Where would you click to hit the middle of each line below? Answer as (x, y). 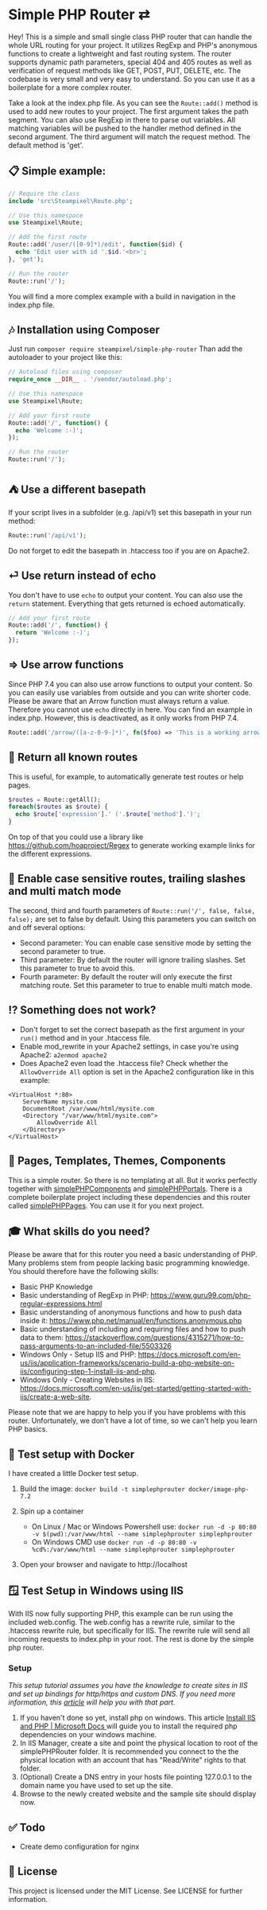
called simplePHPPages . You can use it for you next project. (106, 1205)
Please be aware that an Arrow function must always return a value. (119, 701)
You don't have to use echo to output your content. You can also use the (126, 595)
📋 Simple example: (57, 172)
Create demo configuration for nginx (79, 1847)
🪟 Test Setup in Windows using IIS (96, 1590)
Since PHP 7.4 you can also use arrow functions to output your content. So (130, 684)
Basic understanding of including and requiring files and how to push (133, 1329)
